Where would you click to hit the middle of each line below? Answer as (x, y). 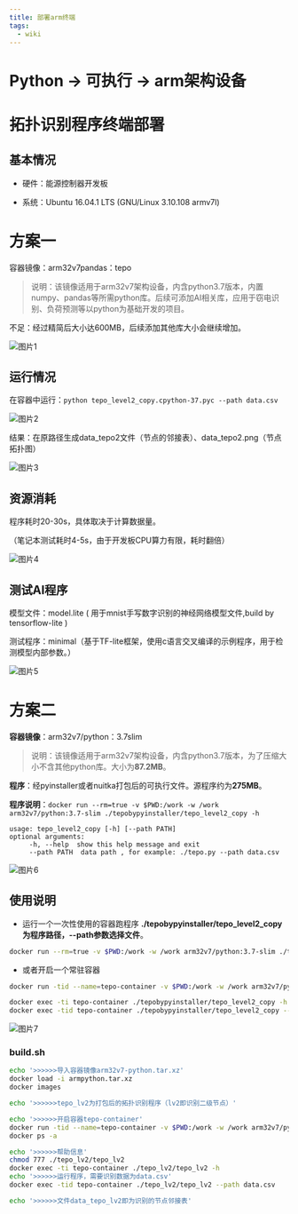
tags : (19, 26)
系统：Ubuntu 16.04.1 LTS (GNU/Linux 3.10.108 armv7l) (121, 202)
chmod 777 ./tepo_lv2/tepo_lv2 (67, 1160)
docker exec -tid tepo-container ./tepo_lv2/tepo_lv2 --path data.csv (142, 1185)
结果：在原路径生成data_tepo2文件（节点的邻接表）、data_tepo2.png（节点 (145, 438)
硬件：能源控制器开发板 (65, 183)
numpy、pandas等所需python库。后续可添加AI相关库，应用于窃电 (151, 298)
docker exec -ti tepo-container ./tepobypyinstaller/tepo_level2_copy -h (149, 1003)
